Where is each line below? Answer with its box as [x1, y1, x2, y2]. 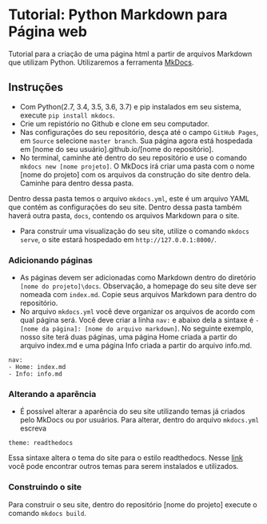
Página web [8, 22, 88, 41]
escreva [19, 423, 46, 433]
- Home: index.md [8, 363, 66, 371]
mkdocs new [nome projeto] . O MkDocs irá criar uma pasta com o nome [19, 161, 255, 171]
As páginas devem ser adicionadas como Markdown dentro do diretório [19, 273, 257, 283]
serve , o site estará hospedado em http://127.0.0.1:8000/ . [19, 234, 217, 244]
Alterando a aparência [8, 388, 97, 399]
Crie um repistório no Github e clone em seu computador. [19, 118, 209, 129]
